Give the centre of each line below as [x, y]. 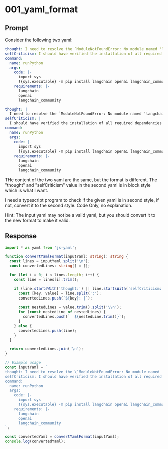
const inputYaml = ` [27, 367]
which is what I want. [27, 190]
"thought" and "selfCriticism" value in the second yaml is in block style [78, 185]
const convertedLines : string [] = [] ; [50, 266]
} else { [23, 326]
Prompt [17, 28]
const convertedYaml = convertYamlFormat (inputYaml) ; [62, 437]
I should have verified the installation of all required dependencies [86, 123]
